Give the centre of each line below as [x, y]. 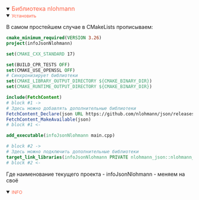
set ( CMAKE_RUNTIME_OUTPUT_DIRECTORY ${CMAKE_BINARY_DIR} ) [79, 87]
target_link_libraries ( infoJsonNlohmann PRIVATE [67, 157]
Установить [24, 16]
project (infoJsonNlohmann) [39, 43]
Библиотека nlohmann [43, 9]
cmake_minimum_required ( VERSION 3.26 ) [54, 38]
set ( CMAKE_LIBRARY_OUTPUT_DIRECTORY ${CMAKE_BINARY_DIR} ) [79, 81]
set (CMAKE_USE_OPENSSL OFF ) [41, 70]
